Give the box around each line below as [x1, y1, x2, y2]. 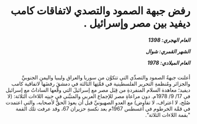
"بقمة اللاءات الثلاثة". [145, 112, 191, 119]
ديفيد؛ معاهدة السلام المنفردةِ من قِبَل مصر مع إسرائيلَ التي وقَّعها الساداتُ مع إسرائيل [5, 86, 191, 93]
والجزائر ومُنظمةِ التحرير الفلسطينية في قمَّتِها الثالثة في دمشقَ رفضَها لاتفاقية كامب [11, 81, 191, 88]
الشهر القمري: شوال [145, 48, 191, 55]
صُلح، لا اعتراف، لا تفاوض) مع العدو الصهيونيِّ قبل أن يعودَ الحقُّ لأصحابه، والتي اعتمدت [5, 99, 191, 106]
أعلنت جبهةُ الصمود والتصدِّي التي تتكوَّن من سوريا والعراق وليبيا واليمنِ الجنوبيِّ [21, 74, 191, 81]
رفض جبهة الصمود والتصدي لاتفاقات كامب [10, 4, 191, 18]
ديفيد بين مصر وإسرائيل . [83, 16, 191, 30]
